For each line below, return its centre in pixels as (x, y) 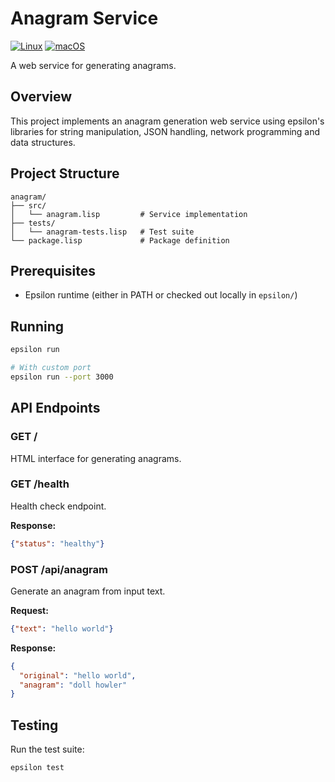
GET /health (40, 484)
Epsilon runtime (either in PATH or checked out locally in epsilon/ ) (161, 295)
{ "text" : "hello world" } (62, 628)
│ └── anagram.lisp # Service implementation (129, 214)
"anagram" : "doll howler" (73, 685)
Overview (41, 97)
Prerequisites (53, 270)
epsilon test (37, 768)
